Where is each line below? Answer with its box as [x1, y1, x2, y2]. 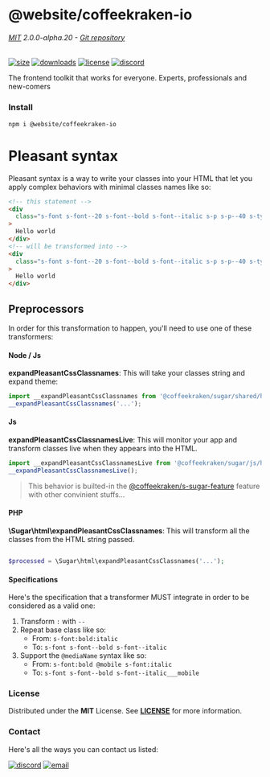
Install [8, 102, 34, 113]
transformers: [8, 331, 54, 341]
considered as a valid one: [8, 601, 96, 610]
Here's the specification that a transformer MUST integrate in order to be [8, 593, 250, 602]
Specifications [8, 574, 59, 584]
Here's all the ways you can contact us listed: [8, 744, 159, 754]
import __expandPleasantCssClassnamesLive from [8, 459, 171, 467]
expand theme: [8, 376, 59, 387]
